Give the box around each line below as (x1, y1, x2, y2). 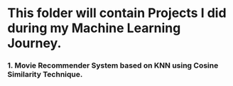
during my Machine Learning (7, 20, 181, 36)
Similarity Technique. (7, 70, 83, 80)
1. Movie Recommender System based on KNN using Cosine (7, 60, 219, 70)
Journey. (7, 36, 62, 51)
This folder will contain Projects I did (7, 5, 227, 21)
